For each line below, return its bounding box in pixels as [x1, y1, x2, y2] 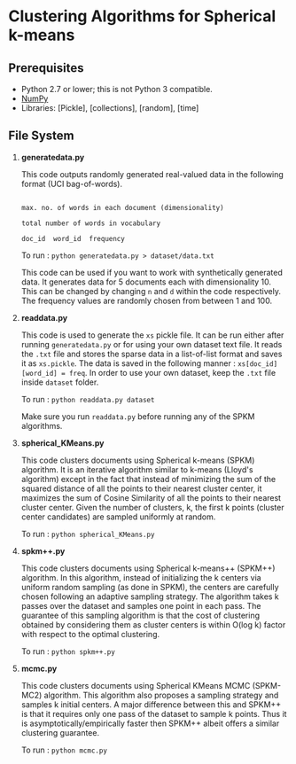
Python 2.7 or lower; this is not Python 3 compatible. [20, 84, 214, 94]
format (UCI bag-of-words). [20, 178, 123, 189]
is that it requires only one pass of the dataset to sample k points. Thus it [20, 708, 287, 719]
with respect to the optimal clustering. [20, 628, 160, 639]
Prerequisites [8, 60, 84, 75]
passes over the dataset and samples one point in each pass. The [20, 600, 261, 611]
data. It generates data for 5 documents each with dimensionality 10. [20, 277, 272, 287]
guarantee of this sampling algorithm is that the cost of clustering [20, 610, 261, 620]
